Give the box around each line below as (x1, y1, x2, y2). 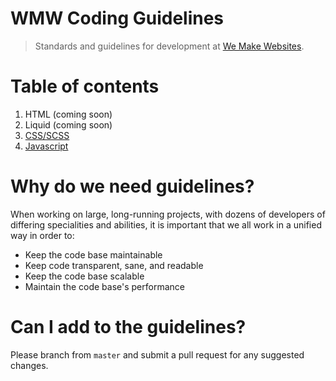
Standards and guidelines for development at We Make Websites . (34, 40, 305, 52)
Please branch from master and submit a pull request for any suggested (10, 348, 305, 361)
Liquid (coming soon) (24, 118, 113, 131)
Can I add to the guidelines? (10, 316, 247, 338)
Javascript (24, 140, 69, 152)
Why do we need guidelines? (10, 175, 255, 198)
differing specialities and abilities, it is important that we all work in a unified (10, 218, 322, 231)
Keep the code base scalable (24, 270, 145, 282)
